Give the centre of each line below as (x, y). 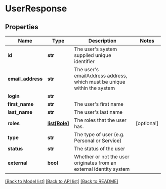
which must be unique (100, 82)
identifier (84, 61)
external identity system (102, 169)
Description (103, 41)
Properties (22, 27)
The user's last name (98, 112)
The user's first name (99, 104)
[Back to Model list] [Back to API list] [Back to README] (62, 181)
